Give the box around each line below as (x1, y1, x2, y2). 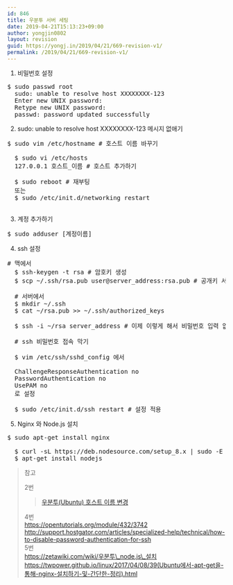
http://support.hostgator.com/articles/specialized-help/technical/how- (24, 527, 225, 536)
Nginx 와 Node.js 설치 (17, 420, 78, 428)
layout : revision (7, 36, 58, 43)
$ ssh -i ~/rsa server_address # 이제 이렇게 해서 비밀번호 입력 (14, 322, 219, 330)
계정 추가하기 (17, 215, 53, 223)
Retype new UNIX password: (14, 104, 106, 111)
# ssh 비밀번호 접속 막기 (14, 338, 89, 345)
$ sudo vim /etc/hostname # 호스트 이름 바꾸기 (7, 140, 158, 147)
